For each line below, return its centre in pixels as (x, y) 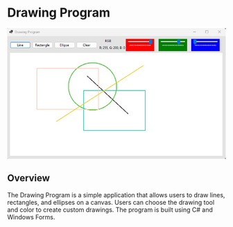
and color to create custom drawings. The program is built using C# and (110, 210)
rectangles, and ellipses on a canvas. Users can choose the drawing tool (111, 202)
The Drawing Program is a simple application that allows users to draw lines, (116, 194)
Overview (29, 178)
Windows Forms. (31, 217)
